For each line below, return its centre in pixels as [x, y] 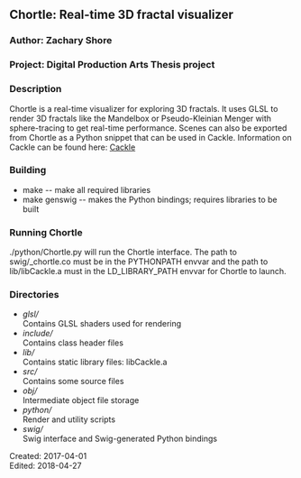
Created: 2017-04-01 [48, 456]
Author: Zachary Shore [61, 41]
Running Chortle [46, 232]
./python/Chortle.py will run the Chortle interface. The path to [123, 253]
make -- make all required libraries [87, 189]
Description [36, 89]
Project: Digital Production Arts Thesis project [112, 65]
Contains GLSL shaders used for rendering [102, 324]
